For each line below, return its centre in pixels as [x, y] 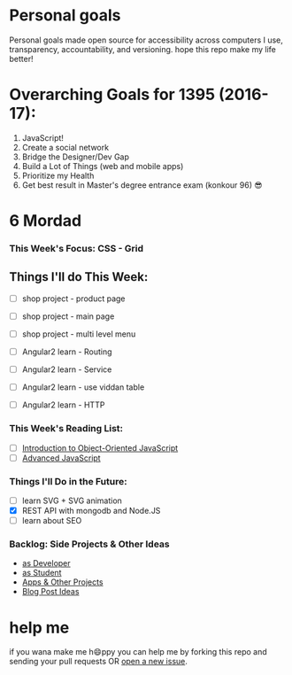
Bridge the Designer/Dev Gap [76, 157]
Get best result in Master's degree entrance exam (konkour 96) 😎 [142, 185]
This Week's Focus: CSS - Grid [77, 248]
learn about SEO [52, 521]
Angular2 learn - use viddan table [83, 387]
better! [21, 58]
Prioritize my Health [58, 175]
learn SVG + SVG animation [72, 500]
